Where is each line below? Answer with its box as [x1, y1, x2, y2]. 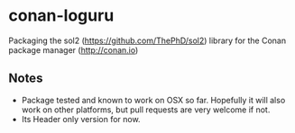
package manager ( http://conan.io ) [8, 44, 139, 55]
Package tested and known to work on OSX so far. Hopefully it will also [21, 94, 286, 105]
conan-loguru [8, 5, 115, 26]
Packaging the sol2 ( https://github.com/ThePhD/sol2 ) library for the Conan [8, 35, 286, 46]
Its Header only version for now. [21, 113, 141, 124]
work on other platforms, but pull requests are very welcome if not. [21, 104, 271, 115]
